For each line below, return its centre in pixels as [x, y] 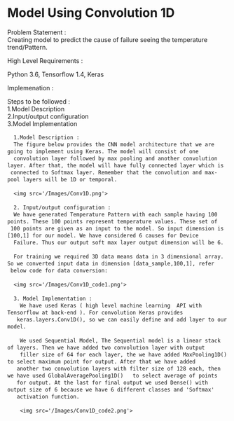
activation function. [48, 396]
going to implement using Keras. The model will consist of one [103, 151]
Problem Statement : [37, 32]
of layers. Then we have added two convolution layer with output [106, 347]
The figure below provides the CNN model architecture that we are [114, 144]
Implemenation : [30, 88]
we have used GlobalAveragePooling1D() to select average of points [112, 375]
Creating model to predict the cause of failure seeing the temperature [108, 39]
